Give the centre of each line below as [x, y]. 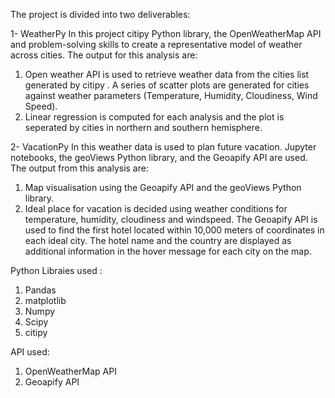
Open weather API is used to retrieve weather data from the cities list [167, 74]
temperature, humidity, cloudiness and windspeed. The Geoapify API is [171, 219]
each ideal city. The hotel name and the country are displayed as [158, 240]
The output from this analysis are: [79, 168]
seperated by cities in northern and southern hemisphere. [143, 127]
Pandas [40, 290]
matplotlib [45, 300]
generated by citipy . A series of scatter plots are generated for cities [167, 85]
